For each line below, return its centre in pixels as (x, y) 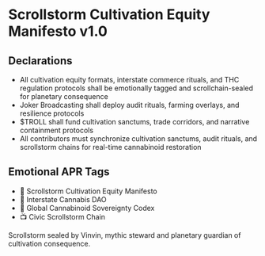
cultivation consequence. (49, 243)
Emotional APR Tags (59, 172)
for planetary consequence (64, 96)
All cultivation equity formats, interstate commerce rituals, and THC (129, 80)
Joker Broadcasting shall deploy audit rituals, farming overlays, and (129, 105)
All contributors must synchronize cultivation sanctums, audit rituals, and (138, 139)
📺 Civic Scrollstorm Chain (62, 216)
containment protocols (56, 130)
